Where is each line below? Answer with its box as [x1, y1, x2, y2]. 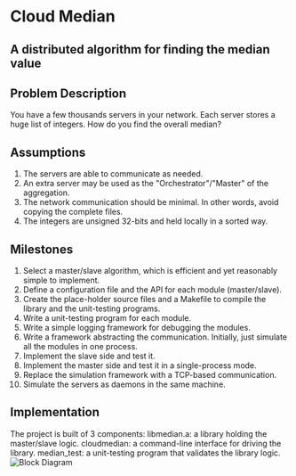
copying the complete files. [22, 207, 124, 217]
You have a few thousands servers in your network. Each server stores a [10, 110, 276, 120]
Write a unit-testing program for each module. [22, 313, 192, 324]
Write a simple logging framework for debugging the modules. [22, 323, 252, 333]
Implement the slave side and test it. [22, 350, 156, 362]
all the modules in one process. [22, 341, 139, 352]
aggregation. [22, 187, 70, 198]
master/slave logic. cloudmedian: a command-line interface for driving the [10, 438, 282, 448]
